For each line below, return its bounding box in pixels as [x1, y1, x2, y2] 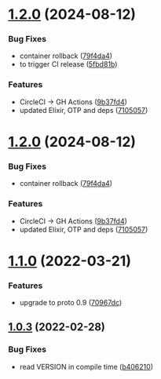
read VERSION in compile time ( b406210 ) [19, 362, 153, 371]
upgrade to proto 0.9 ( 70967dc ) [19, 298, 123, 308]
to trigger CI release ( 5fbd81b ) [19, 60, 118, 69]
